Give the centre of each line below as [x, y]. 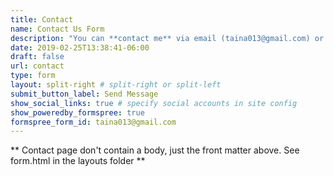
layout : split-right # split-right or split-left [116, 85]
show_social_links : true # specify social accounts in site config [154, 103]
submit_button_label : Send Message [84, 94]
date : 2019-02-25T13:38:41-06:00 [80, 47]
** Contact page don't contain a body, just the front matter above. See [155, 150]
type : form [33, 76]
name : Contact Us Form [57, 29]
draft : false [37, 57]
